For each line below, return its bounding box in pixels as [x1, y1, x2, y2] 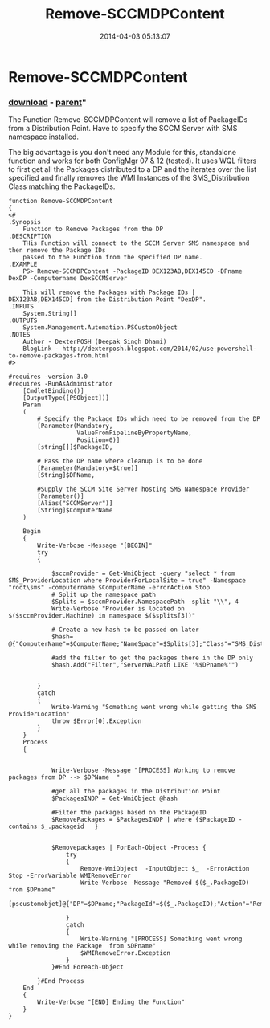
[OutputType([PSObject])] [22, 394, 110, 402]
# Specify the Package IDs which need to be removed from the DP [37, 415, 261, 423]
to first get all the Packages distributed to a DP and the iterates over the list [8, 165, 257, 174]
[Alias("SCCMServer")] [37, 500, 113, 508]
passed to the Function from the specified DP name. [22, 254, 203, 262]
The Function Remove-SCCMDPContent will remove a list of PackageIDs [8, 115, 248, 124]
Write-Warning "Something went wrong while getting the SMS [51, 704, 257, 712]
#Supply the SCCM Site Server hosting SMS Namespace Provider [37, 485, 250, 494]
